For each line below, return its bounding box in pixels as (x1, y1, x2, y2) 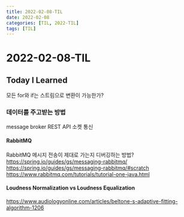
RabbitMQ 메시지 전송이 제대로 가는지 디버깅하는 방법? (6, 151, 134, 158)
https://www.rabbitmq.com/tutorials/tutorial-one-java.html (6, 170, 150, 177)
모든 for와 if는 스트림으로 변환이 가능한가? (6, 92, 104, 99)
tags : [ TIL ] (6, 25, 36, 32)
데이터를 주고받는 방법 (6, 108, 66, 117)
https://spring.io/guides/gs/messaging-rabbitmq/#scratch (6, 164, 150, 171)
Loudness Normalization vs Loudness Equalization (6, 184, 135, 192)
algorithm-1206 (6, 204, 44, 211)
